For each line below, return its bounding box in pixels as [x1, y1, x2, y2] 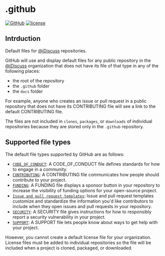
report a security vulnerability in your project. [12, 214, 106, 220]
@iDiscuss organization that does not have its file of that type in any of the [5, 62, 159, 68]
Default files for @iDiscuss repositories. [5, 47, 87, 53]
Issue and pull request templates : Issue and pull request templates [12, 193, 154, 199]
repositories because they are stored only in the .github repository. [5, 123, 144, 129]
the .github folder [12, 83, 50, 89]
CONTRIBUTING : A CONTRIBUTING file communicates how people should [12, 171, 159, 178]
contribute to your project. [12, 177, 66, 183]
